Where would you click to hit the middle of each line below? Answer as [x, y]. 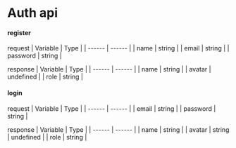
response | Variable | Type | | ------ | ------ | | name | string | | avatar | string [118, 129]
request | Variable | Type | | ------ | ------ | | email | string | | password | [112, 108]
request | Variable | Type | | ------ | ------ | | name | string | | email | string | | [118, 48]
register [19, 32]
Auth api [33, 13]
